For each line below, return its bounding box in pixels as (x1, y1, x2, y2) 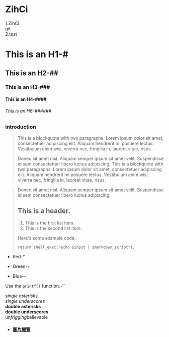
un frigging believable (5, 314, 48, 320)
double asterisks (5, 304, 41, 310)
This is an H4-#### (5, 96, 47, 102)
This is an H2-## (5, 69, 59, 77)
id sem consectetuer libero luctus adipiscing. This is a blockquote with (17, 160, 163, 167)
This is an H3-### (5, 84, 50, 91)
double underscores (5, 309, 49, 315)
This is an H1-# (5, 49, 69, 60)
